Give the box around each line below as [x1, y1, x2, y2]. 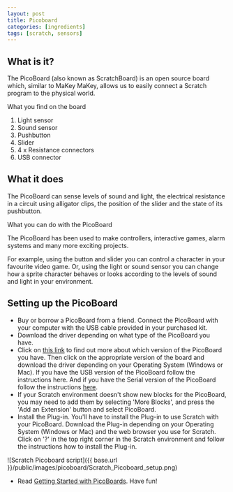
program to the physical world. [7, 89, 96, 98]
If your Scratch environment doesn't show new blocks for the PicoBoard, [17, 390, 227, 398]
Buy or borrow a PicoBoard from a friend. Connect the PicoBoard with [17, 316, 218, 324]
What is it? [7, 55, 54, 67]
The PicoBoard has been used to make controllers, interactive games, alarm [7, 233, 225, 242]
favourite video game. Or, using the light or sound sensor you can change [7, 262, 219, 270]
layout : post [7, 10, 45, 17]
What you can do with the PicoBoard [7, 220, 113, 229]
